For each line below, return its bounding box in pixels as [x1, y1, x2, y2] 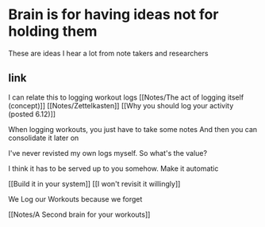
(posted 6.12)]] [8, 109, 56, 119]
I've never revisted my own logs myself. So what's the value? [8, 148, 208, 157]
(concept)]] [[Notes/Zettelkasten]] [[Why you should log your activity [8, 100, 234, 110]
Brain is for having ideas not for [8, 6, 219, 24]
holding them [8, 22, 98, 40]
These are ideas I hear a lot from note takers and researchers [8, 48, 209, 58]
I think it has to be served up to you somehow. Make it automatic [8, 164, 219, 173]
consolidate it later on [8, 133, 79, 142]
